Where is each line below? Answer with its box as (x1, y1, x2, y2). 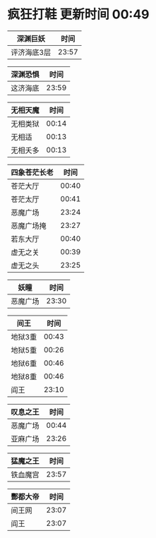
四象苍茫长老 (11, 167, 54, 177)
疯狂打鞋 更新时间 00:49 (7, 6, 150, 23)
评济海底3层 (11, 47, 52, 57)
